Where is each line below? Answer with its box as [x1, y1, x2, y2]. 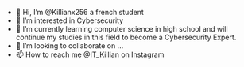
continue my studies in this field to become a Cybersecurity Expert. [15, 32, 237, 42]
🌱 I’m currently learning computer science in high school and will [15, 24, 228, 33]
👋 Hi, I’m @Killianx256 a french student [15, 8, 145, 17]
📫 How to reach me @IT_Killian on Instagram [15, 50, 165, 59]
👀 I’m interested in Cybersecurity [15, 16, 124, 25]
